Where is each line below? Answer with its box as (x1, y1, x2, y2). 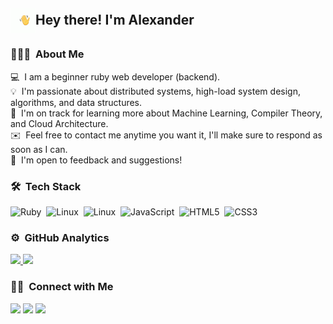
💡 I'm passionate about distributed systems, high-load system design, (10, 85, 301, 97)
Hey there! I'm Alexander (35, 12, 195, 29)
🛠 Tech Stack (10, 179, 82, 193)
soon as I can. (10, 143, 68, 155)
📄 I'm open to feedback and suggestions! (10, 154, 183, 166)
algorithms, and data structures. (10, 96, 143, 108)
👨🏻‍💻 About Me (10, 47, 85, 61)
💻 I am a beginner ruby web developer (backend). (10, 70, 221, 83)
